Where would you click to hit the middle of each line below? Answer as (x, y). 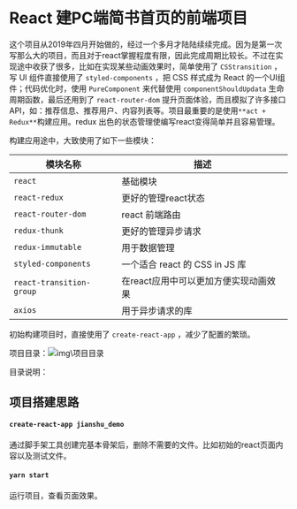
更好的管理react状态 (163, 198)
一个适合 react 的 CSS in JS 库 (184, 264)
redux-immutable (48, 247)
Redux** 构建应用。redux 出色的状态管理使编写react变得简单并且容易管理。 (145, 121)
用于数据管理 (148, 247)
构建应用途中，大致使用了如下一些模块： (83, 140)
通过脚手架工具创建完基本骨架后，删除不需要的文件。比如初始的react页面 (142, 444)
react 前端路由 (151, 215)
